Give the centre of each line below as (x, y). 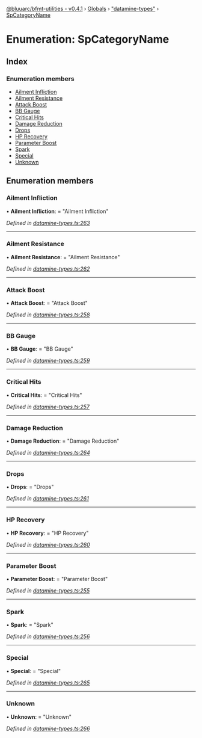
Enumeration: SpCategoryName (88, 39)
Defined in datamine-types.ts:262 (48, 269)
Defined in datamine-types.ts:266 (48, 728)
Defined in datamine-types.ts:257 (48, 407)
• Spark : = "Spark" (30, 625)
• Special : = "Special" (34, 671)
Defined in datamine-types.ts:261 (47, 499)
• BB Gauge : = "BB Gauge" (40, 349)
